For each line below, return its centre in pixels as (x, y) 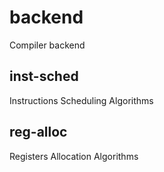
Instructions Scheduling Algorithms (81, 100)
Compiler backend (47, 45)
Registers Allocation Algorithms (74, 156)
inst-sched (44, 76)
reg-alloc (38, 132)
